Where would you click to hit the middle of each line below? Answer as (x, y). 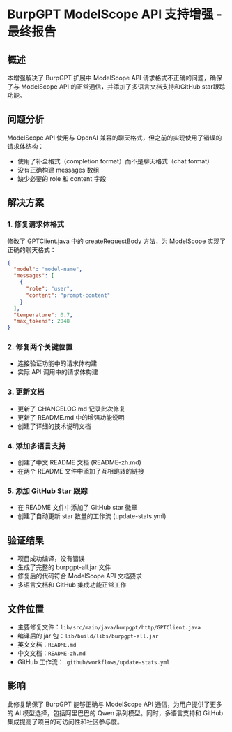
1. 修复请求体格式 (36, 224)
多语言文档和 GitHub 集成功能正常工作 (72, 585)
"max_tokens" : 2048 (42, 321)
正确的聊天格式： (32, 249)
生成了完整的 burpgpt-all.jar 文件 (64, 567)
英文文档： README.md (47, 644)
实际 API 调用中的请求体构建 (58, 372)
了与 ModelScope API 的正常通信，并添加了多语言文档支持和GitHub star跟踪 (116, 87)
